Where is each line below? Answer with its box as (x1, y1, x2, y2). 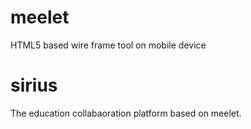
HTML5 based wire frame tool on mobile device (10, 39, 207, 51)
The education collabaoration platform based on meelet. (10, 107, 242, 119)
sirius (10, 74, 58, 97)
